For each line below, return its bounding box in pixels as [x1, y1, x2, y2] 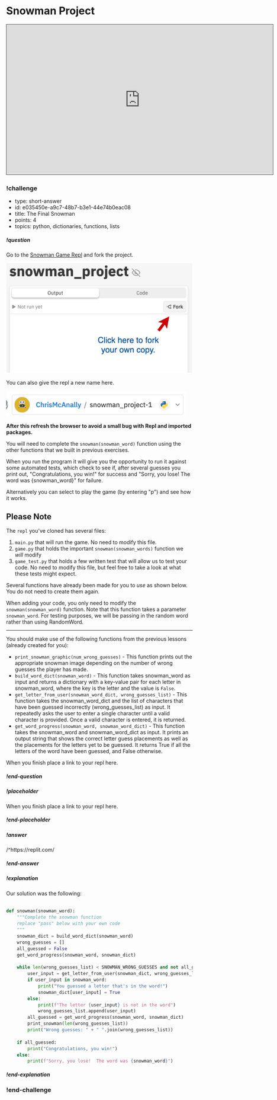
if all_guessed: [17, 1039, 57, 1045]
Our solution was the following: [6, 890, 82, 897]
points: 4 [14, 216, 37, 223]
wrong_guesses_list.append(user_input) [37, 1008, 136, 1014]
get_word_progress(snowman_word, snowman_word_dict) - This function [14, 722, 185, 730]
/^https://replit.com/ [6, 846, 55, 853]
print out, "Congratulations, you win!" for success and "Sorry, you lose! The [6, 470, 191, 478]
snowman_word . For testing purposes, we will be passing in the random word [6, 612, 188, 619]
